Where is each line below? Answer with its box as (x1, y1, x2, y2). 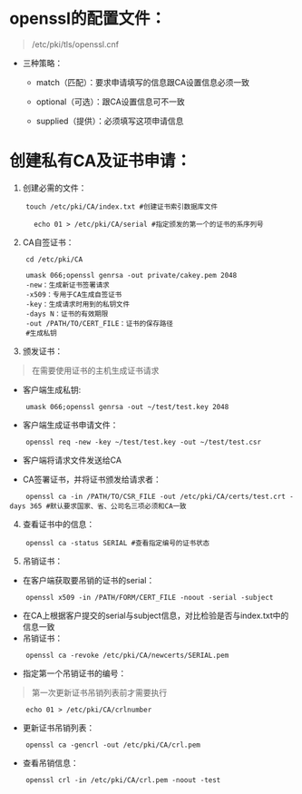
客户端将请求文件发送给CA (22, 455, 122, 466)
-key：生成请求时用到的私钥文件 (25, 299, 130, 309)
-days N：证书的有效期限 (25, 309, 109, 319)
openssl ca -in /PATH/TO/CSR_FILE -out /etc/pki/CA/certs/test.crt (25, 492, 286, 501)
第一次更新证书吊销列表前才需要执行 (31, 687, 168, 698)
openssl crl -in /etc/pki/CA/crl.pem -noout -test (25, 775, 221, 785)
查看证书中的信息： (22, 518, 95, 529)
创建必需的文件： (22, 182, 87, 193)
